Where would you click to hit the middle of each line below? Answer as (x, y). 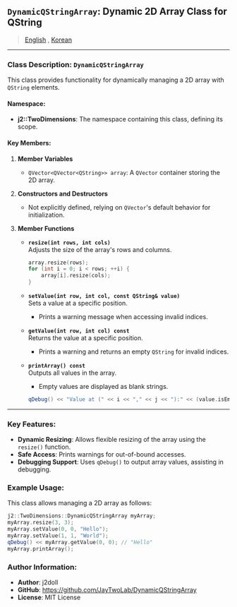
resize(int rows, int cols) (69, 243)
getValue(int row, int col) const (79, 331)
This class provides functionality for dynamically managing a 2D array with (116, 80)
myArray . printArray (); (41, 549)
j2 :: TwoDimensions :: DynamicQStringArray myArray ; (82, 516)
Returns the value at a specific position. (85, 338)
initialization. (46, 215)
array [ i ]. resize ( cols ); (76, 276)
